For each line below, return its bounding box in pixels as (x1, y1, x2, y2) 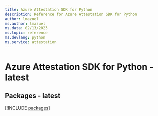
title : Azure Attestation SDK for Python (5, 7, 93, 12)
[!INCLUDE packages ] (5, 105, 50, 111)
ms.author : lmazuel (5, 21, 46, 26)
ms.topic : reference (5, 30, 48, 35)
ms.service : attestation (5, 40, 57, 45)
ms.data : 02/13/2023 (5, 26, 48, 31)
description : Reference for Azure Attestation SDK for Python (5, 12, 137, 17)
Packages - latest (5, 92, 61, 100)
